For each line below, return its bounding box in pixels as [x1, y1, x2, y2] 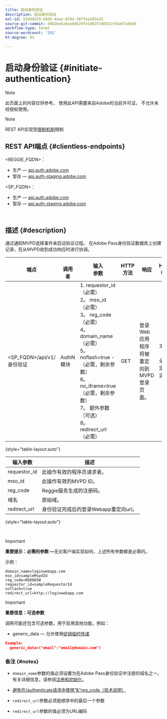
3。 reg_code [80, 311, 112, 318]
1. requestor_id [80, 282, 116, 289]
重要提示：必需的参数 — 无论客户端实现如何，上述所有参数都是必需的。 [5, 548, 150, 554]
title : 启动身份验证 [5, 7, 43, 12]
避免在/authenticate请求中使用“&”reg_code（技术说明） [12, 687, 126, 693]
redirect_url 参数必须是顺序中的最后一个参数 [12, 698, 105, 704]
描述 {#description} [5, 226, 67, 235]
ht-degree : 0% [5, 35, 35, 40]
